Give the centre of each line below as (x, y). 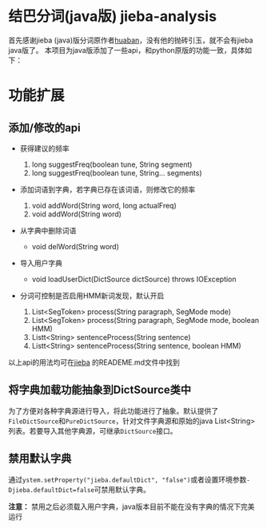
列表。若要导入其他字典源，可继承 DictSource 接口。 (93, 430)
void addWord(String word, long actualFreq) (104, 205)
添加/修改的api (45, 128)
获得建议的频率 (44, 148)
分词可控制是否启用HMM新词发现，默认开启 (92, 295)
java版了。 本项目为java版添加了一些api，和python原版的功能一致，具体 (127, 50)
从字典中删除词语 (48, 230)
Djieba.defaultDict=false (51, 490)
